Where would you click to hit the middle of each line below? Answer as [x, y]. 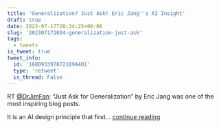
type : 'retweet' [36, 71]
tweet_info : [24, 58]
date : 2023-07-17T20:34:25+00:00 [55, 26]
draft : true [24, 20]
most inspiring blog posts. [44, 104]
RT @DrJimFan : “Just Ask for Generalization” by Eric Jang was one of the [110, 97]
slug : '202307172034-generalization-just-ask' [75, 33]
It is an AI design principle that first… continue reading [84, 117]
